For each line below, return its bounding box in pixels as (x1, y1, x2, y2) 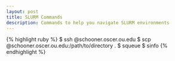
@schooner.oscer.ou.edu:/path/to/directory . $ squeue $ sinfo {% (6, 42, 168, 49)
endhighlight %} (6, 49, 46, 56)
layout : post (6, 8, 39, 15)
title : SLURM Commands (6, 14, 63, 20)
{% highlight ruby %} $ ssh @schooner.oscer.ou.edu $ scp (6, 36, 151, 43)
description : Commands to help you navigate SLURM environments (6, 20, 170, 25)
